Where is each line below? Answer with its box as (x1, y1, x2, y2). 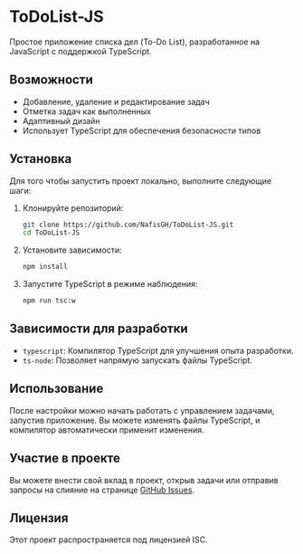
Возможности (9, 72, 93, 88)
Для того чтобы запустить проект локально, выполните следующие (9, 175, 272, 186)
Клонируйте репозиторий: (22, 202, 124, 214)
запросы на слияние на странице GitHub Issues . (9, 484, 195, 495)
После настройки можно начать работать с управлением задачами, (9, 405, 275, 415)
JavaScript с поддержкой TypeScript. (9, 45, 152, 56)
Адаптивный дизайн (22, 115, 100, 126)
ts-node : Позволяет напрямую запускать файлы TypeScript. (22, 355, 253, 366)
